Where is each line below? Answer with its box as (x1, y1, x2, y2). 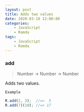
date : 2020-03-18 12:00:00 (5, 16, 60, 21)
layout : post (5, 7, 32, 12)
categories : (5, 21, 29, 26)
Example (5, 90, 21, 94)
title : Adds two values (5, 12, 54, 17)
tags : (5, 35, 16, 40)
